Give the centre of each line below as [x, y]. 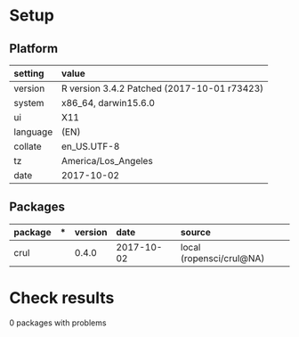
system [29, 103]
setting [29, 74]
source [196, 232]
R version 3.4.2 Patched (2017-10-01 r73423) [162, 88]
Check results [62, 298]
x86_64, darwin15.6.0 [108, 103]
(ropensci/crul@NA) [223, 258]
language [33, 132]
